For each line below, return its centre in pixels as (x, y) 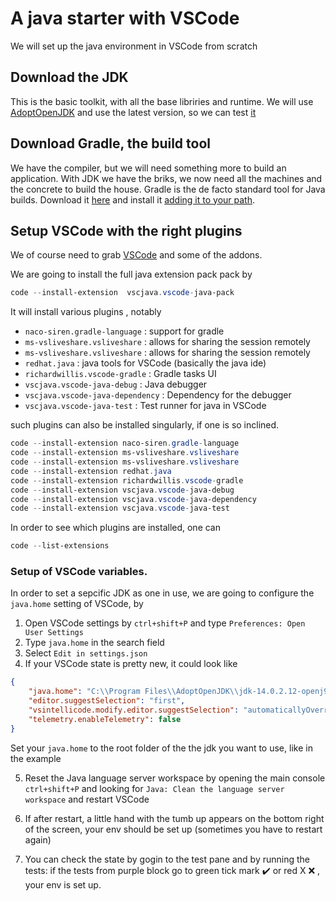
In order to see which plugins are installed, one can (116, 528)
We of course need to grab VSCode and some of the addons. (136, 255)
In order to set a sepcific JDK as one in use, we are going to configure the (162, 593)
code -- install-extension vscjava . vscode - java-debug (122, 490)
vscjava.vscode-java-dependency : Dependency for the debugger (158, 395)
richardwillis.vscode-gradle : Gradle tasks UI (120, 374)
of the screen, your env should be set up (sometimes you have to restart (173, 829)
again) (38, 839)
